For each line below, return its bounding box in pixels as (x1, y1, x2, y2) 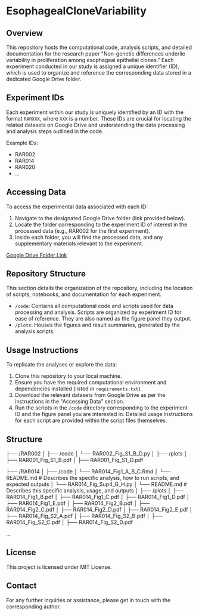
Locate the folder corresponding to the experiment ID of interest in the (14, 221, 188, 228)
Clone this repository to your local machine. (14, 372, 122, 380)
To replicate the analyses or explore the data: (6, 361, 117, 368)
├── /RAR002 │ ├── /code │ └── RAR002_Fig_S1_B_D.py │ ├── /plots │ (6, 450, 188, 457)
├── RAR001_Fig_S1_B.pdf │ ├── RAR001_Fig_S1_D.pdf (6, 457, 144, 464)
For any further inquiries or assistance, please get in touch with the (6, 596, 171, 603)
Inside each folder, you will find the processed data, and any (14, 233, 163, 241)
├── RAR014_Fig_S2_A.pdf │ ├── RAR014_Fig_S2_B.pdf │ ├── (6, 512, 163, 520)
